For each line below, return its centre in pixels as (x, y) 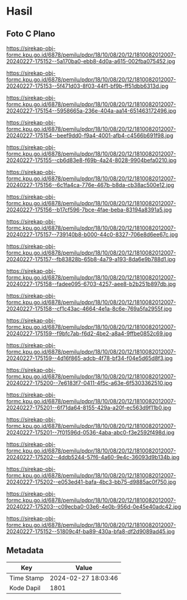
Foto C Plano (31, 34)
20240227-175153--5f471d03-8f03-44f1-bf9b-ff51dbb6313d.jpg (87, 86)
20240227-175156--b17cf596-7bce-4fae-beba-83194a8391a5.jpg (89, 210)
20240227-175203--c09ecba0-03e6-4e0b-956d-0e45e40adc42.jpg (94, 506)
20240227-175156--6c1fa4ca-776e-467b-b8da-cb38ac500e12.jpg (90, 185)
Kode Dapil (25, 588)
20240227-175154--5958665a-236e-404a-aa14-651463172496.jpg (91, 111)
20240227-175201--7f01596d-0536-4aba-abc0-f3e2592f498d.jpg (90, 432)
